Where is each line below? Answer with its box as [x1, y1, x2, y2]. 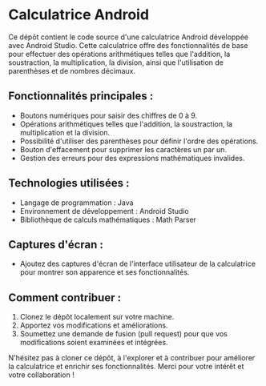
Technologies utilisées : [8, 176, 130, 190]
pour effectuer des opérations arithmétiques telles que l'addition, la [8, 49, 231, 58]
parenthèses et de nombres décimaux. [8, 66, 136, 75]
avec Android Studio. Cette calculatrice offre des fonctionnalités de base [8, 40, 248, 50]
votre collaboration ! [8, 370, 75, 380]
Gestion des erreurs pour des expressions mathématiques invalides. [19, 153, 245, 163]
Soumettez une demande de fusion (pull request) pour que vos [19, 329, 228, 339]
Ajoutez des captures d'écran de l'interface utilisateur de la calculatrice [19, 259, 256, 269]
